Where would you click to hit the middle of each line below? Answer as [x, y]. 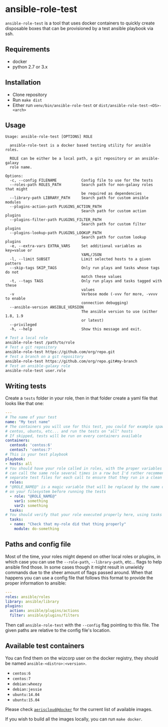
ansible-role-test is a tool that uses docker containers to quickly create [80, 23]
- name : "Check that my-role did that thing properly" [68, 524]
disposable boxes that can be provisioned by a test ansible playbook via [79, 28]
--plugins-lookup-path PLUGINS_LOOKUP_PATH [55, 233]
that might [16, 189]
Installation [23, 83]
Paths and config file [38, 544]
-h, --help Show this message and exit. [76, 329]
